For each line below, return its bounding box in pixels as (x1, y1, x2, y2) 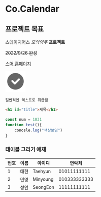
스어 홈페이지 (5, 61, 31, 67)
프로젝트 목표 (5, 24, 44, 33)
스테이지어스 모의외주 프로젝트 (5, 39, 65, 45)
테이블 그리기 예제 (5, 146, 47, 153)
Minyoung (32, 176, 54, 182)
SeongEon (32, 184, 55, 190)
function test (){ (5, 122, 42, 127)
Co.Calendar (5, 3, 59, 15)
